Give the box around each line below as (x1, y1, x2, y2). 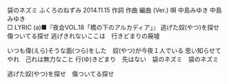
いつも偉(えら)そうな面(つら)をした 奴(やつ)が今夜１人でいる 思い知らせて (7, 47, 222, 54)
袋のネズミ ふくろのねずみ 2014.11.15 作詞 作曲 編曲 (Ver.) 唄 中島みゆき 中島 (7, 6, 222, 14)
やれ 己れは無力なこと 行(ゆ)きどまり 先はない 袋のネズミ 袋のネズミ (7, 55, 219, 63)
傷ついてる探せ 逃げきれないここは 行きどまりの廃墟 (7, 32, 160, 40)
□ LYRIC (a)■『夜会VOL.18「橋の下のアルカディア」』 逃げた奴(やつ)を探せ (7, 23, 220, 31)
